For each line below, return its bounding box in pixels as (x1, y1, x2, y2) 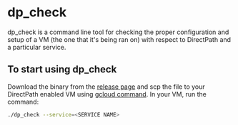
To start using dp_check (7, 63, 117, 75)
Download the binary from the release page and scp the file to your (7, 82, 205, 91)
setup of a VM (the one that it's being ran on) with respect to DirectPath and (7, 35, 231, 43)
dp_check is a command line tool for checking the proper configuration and (7, 28, 229, 36)
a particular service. (7, 43, 66, 51)
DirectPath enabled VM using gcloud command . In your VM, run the (7, 89, 207, 98)
